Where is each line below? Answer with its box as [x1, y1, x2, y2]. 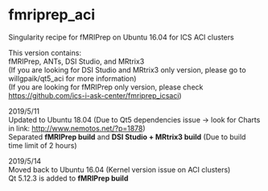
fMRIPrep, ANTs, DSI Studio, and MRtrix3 [8, 56, 145, 66]
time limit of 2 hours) [8, 140, 77, 150]
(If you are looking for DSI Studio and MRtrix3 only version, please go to [8, 64, 247, 74]
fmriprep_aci [8, 6, 96, 24]
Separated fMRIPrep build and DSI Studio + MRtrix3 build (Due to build [8, 131, 246, 142]
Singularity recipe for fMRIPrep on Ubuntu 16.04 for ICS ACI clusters [8, 32, 235, 42]
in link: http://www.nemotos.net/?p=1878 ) [8, 123, 146, 133]
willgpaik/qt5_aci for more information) [8, 73, 137, 83]
